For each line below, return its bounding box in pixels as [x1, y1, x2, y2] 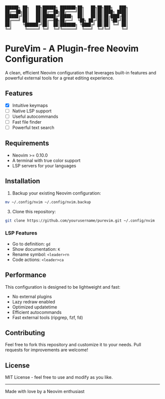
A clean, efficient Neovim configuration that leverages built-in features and [5, 69, 156, 75]
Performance [5, 271, 47, 279]
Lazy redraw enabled [12, 299, 55, 304]
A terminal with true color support [12, 157, 81, 163]
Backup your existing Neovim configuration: [12, 190, 101, 196]
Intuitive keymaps [12, 102, 48, 108]
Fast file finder [12, 119, 42, 125]
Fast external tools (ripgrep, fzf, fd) [12, 314, 83, 320]
